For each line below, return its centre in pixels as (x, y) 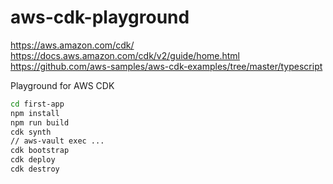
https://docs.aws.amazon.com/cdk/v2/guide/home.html (125, 55)
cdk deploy (33, 160)
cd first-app (37, 104)
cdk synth (31, 132)
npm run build (40, 122)
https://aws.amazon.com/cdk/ (72, 45)
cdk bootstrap (40, 151)
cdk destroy (35, 169)
